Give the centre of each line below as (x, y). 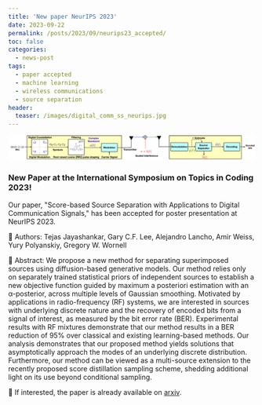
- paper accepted (44, 75)
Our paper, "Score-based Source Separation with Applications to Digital (124, 205)
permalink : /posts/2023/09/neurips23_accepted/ (87, 33)
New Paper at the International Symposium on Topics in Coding (131, 178)
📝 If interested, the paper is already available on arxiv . (95, 392)
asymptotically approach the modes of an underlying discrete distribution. (127, 352)
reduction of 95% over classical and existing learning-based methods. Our (129, 335)
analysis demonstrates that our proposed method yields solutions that (121, 343)
